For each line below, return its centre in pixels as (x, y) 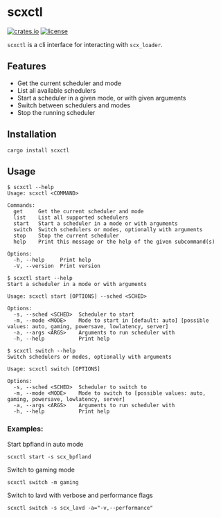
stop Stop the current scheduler (66, 236)
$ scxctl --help (30, 188)
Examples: (25, 429)
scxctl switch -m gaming (43, 482)
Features (27, 66)
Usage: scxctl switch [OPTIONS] (54, 369)
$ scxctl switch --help (42, 351)
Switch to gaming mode (41, 470)
